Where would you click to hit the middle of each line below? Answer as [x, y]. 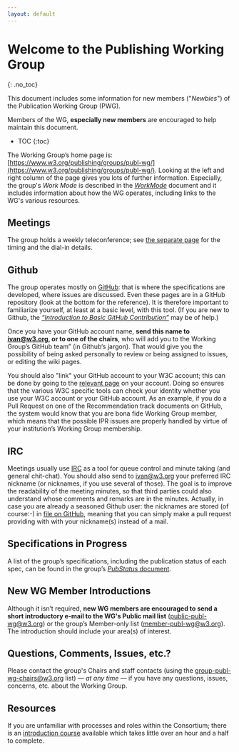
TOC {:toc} [34, 141]
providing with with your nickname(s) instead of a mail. [88, 521]
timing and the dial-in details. [50, 248]
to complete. [26, 741]
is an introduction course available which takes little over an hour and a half [118, 733]
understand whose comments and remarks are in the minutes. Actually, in [116, 498]
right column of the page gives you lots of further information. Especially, [115, 177]
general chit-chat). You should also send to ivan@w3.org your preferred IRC [119, 476]
